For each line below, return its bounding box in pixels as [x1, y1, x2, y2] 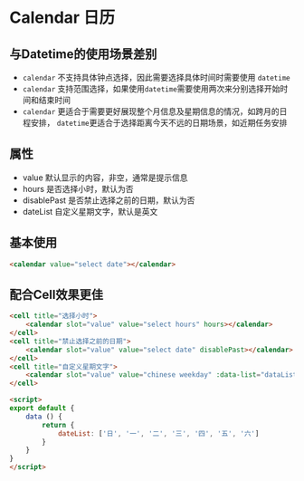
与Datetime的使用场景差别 [9, 46, 157, 62]
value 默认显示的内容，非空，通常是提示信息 [22, 172, 188, 183]
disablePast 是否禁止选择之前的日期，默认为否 [22, 195, 195, 206]
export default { [9, 404, 75, 413]
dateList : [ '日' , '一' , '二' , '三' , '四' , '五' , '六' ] [57, 428, 260, 438]
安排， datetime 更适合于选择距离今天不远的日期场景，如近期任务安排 [30, 118, 288, 128]
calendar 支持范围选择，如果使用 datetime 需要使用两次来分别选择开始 [22, 83, 280, 94]
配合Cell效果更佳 [9, 286, 104, 303]
